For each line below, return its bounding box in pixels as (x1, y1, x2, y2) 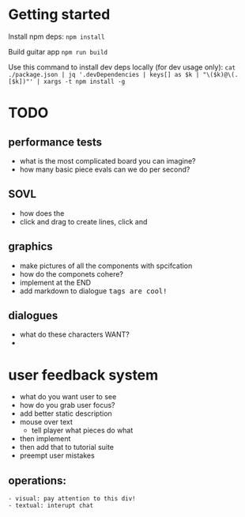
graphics (8, 240, 53, 254)
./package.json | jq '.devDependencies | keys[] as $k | (8, 70, 200, 78)
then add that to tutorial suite (19, 443, 115, 452)
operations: (8, 474, 67, 487)
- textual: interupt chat (8, 502, 93, 510)
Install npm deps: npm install (8, 32, 105, 41)
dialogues (8, 308, 58, 322)
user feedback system (8, 366, 159, 384)
